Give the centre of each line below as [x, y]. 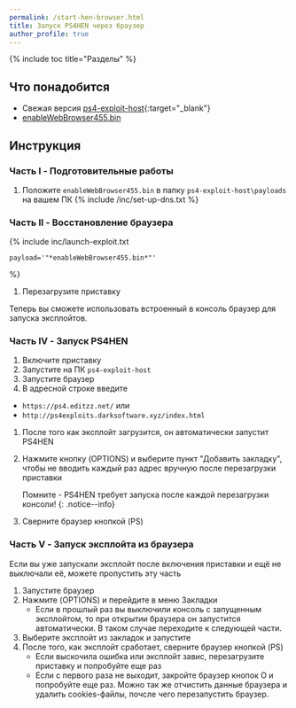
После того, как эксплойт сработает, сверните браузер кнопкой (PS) [152, 647]
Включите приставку [62, 361]
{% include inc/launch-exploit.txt [69, 242]
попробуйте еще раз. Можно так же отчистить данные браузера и [161, 684]
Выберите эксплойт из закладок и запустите [106, 637]
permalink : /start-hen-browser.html [77, 17]
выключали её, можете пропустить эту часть [95, 573]
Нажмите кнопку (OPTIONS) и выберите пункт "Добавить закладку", [152, 459]
